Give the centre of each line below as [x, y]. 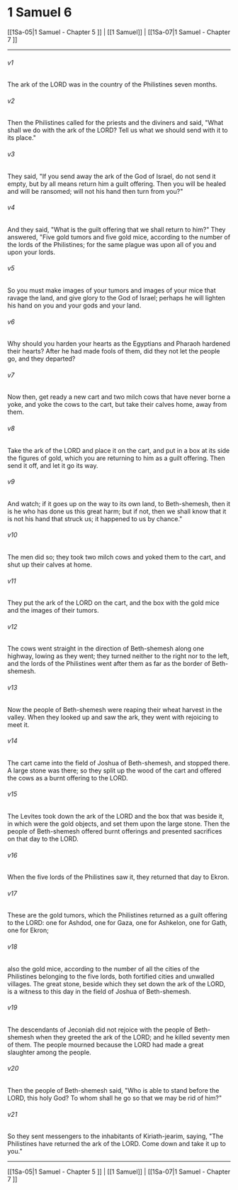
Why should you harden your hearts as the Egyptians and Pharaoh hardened [119, 344]
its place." [22, 138]
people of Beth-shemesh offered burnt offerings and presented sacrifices [115, 831]
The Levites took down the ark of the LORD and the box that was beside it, [116, 816]
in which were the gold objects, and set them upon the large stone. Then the [119, 824]
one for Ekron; [28, 930]
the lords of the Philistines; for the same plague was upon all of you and [112, 244]
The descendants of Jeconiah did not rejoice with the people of [100, 1030]
